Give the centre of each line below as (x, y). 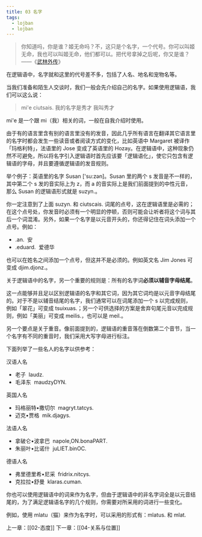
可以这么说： (27, 95)
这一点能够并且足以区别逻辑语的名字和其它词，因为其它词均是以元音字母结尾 (101, 293)
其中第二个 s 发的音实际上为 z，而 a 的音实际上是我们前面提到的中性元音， (99, 184)
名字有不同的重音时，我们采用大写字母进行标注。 (72, 336)
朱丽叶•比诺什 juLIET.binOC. (51, 449)
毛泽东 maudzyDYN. (41, 382)
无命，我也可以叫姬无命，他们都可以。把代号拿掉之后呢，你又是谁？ (105, 54)
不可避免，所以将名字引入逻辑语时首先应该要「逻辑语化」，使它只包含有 (99, 156)
